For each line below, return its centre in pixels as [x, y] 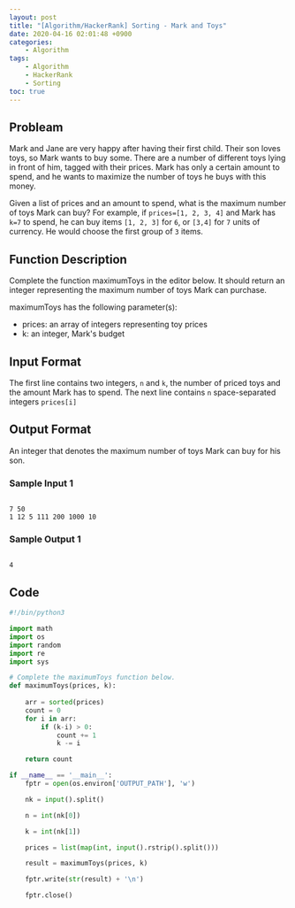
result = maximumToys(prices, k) [87, 864]
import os [27, 637]
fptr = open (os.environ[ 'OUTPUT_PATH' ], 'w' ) [110, 784]
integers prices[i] [43, 401]
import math [31, 629]
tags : [19, 58]
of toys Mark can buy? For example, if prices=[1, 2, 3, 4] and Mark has [143, 212]
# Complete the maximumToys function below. [92, 678]
